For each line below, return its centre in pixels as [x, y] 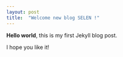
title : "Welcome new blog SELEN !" [53, 18]
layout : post [23, 12]
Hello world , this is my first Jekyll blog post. [62, 35]
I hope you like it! [28, 47]
